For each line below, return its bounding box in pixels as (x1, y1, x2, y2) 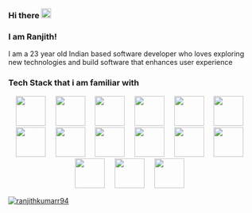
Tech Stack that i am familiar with (8, 78, 140, 89)
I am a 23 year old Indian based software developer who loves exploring (8, 49, 245, 59)
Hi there (8, 10, 40, 21)
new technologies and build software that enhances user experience (8, 58, 233, 67)
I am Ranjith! (8, 31, 57, 42)
